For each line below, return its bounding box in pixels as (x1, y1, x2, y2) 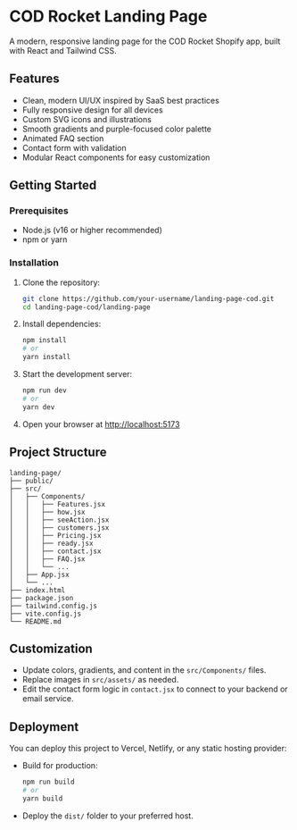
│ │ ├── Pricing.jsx (9, 531, 102, 540)
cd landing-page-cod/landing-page (21, 302, 151, 312)
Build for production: (21, 760, 98, 771)
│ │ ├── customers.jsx (9, 523, 110, 532)
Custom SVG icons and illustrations (21, 113, 152, 124)
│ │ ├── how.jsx (9, 507, 87, 516)
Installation (9, 256, 60, 269)
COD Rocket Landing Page (9, 6, 208, 27)
